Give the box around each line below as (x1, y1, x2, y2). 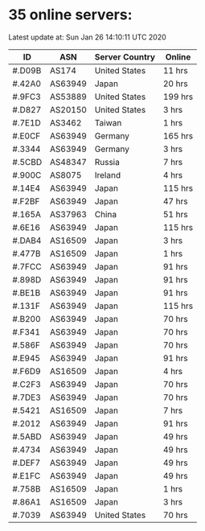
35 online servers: (8, 6, 133, 24)
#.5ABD (12, 430, 42, 442)
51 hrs (162, 208, 188, 220)
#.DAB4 (12, 235, 42, 246)
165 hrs (162, 130, 194, 142)
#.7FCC (12, 261, 42, 272)
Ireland (94, 169, 121, 180)
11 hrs (162, 64, 188, 76)
